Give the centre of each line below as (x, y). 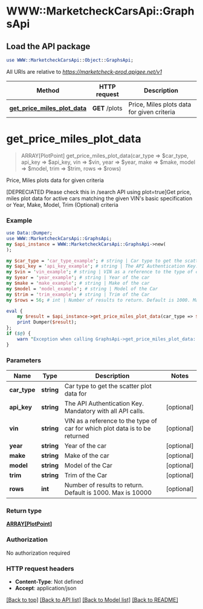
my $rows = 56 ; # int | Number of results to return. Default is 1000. (98, 300)
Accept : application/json (46, 588)
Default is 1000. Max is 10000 (108, 493)
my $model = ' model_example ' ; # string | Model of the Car (82, 288)
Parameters (24, 360)
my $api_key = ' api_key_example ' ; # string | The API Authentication (96, 266)
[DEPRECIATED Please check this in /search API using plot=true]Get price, (99, 192)
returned (77, 436)
